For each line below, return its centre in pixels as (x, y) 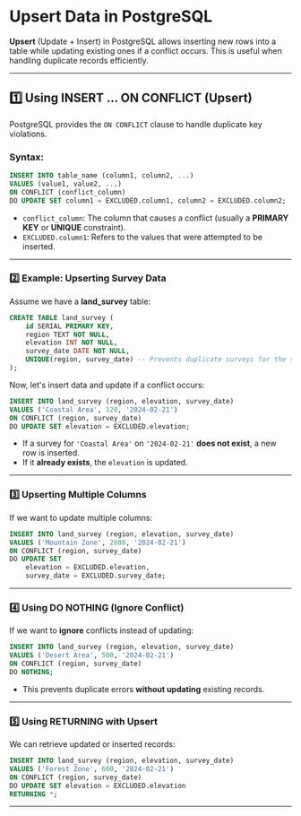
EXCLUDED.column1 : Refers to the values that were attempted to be (142, 237)
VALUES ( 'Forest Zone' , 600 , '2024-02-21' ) (92, 768)
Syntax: (27, 157)
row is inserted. (51, 453)
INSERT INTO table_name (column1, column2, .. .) (102, 176)
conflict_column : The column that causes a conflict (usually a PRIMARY (155, 218)
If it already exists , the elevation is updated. (105, 463)
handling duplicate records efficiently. (79, 60)
